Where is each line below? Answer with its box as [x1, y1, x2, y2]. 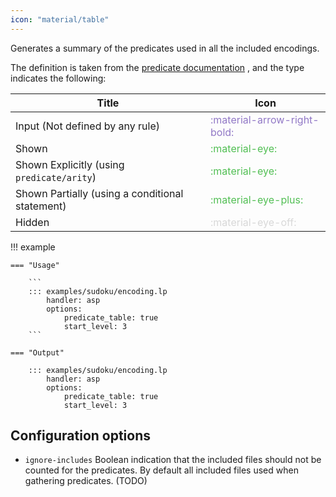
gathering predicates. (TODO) [24, 475, 148, 487]
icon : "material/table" [10, 14, 110, 25]
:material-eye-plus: [210, 192, 304, 206]
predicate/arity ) [15, 170, 97, 184]
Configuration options [10, 427, 152, 445]
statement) [15, 199, 67, 213]
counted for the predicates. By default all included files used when [24, 464, 299, 476]
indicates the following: [10, 72, 107, 84]
